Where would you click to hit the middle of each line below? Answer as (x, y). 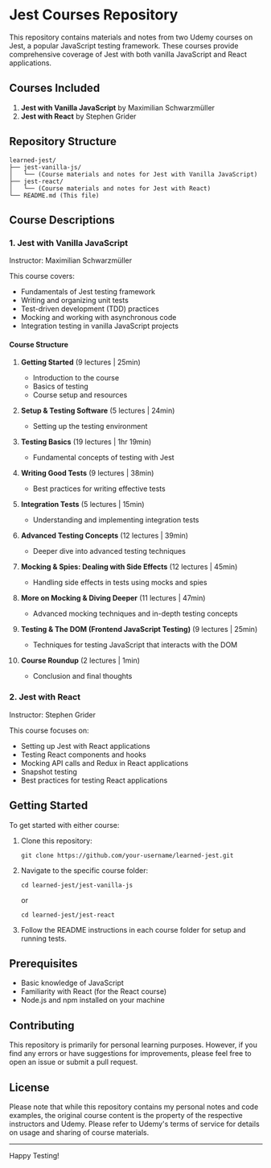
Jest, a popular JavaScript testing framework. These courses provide (124, 45)
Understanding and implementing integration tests (116, 520)
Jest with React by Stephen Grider (78, 116)
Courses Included (55, 88)
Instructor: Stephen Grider (52, 714)
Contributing (42, 1025)
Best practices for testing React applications (94, 780)
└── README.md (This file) (54, 195)
